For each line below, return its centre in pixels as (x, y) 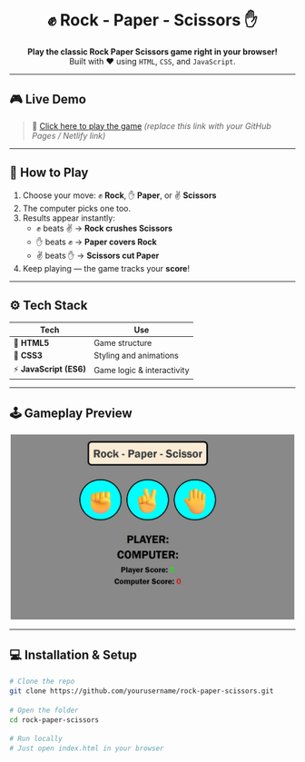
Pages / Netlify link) (69, 135)
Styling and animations (136, 356)
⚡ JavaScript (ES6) (49, 369)
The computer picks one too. (77, 208)
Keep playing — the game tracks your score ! (106, 268)
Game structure (123, 343)
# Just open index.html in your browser (87, 748)
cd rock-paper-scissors (54, 720)
